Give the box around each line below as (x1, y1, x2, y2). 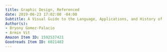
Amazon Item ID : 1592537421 (5, 35, 64, 40)
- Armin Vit (5, 30, 30, 35)
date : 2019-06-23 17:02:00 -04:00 (5, 12, 78, 17)
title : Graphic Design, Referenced (5, 7, 80, 12)
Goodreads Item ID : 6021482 (5, 40, 64, 45)
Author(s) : (5, 21, 28, 26)
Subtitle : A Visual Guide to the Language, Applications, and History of (5, 16, 163, 21)
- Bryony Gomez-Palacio (5, 26, 55, 31)
